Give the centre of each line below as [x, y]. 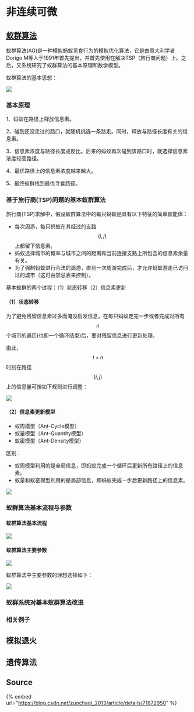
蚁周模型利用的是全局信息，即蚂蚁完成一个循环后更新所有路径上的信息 [99, 465]
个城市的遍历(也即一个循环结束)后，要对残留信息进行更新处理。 [82, 335]
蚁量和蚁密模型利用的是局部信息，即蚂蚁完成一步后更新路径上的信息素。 [101, 480]
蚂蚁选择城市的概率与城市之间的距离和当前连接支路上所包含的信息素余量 [101, 253]
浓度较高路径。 [24, 159]
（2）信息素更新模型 [31, 412]
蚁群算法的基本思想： [31, 78]
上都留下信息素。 [35, 246]
